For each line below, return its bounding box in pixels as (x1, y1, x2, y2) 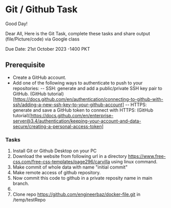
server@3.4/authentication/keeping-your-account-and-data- (12, 118, 141, 124)
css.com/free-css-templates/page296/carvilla (12, 159, 110, 165)
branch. (12, 180, 30, 186)
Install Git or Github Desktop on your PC (12, 148, 97, 154)
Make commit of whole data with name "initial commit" (12, 164, 128, 170)
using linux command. (111, 159, 158, 165)
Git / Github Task (5, 4, 78, 15)
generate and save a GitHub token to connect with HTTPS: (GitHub (12, 107, 154, 113)
